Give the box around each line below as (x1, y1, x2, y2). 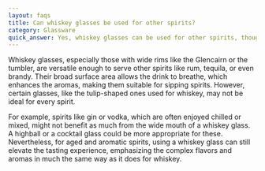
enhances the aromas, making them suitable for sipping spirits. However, (8, 80, 245, 90)
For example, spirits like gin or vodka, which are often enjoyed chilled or (8, 112, 242, 122)
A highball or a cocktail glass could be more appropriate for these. (8, 129, 223, 139)
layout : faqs (8, 11, 51, 20)
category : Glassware (8, 26, 77, 34)
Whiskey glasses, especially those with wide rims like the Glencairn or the (8, 55, 248, 65)
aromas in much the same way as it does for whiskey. (8, 154, 182, 164)
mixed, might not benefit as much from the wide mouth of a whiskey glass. (8, 121, 251, 130)
